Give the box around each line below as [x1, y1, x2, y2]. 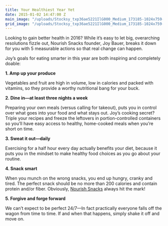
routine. [5, 156, 21, 162]
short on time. [5, 126, 34, 132]
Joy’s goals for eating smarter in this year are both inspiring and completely [5, 55, 161, 61]
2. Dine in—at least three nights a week [5, 95, 88, 101]
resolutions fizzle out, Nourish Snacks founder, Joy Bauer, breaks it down [5, 40, 156, 46]
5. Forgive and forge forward [5, 195, 66, 201]
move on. [5, 216, 24, 222]
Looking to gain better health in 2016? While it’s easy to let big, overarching [5, 35, 160, 41]
